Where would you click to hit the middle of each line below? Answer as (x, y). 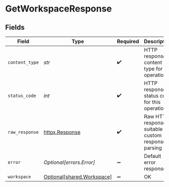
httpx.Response (62, 132)
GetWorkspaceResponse (59, 9)
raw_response (23, 132)
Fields (15, 27)
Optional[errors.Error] (69, 162)
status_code (22, 96)
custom (153, 135)
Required (128, 41)
